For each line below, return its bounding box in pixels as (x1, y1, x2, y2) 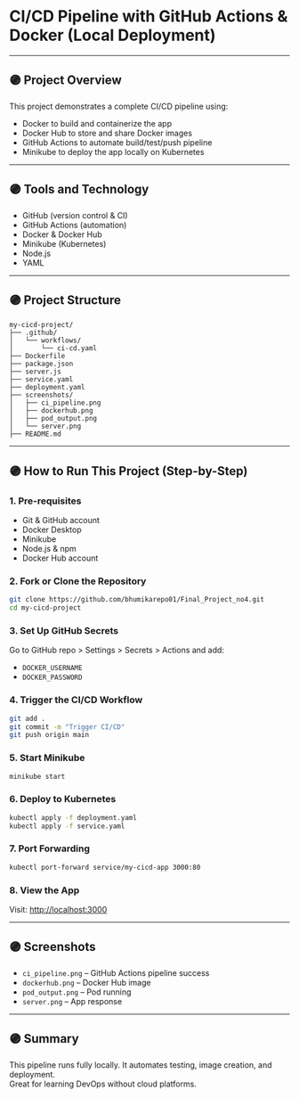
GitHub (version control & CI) (21, 209, 128, 220)
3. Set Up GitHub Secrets (9, 625, 118, 637)
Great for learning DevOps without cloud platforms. (9, 1078, 198, 1089)
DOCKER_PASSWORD (21, 673, 83, 683)
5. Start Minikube (9, 751, 85, 764)
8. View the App (9, 884, 80, 897)
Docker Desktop (21, 524, 82, 536)
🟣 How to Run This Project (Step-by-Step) (9, 463, 248, 479)
